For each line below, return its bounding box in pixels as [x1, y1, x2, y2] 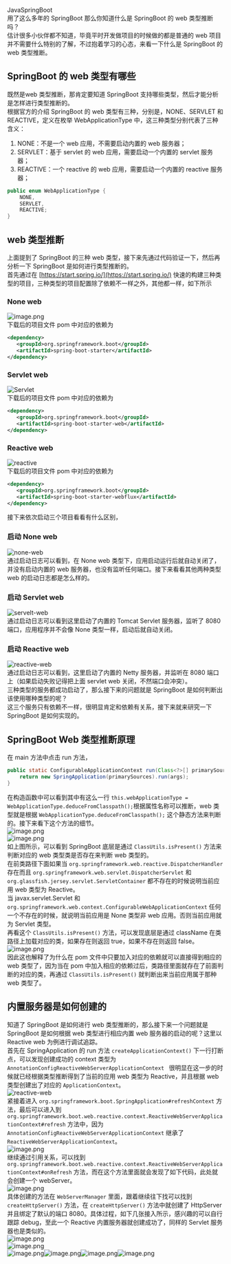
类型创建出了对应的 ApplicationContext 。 [7, 1081, 125, 1089]
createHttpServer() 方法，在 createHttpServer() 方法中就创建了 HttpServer [7, 1201, 222, 1209]
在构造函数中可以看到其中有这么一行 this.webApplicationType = [7, 793, 188, 801]
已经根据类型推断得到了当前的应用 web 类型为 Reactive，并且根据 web [19, 1072, 219, 1080]
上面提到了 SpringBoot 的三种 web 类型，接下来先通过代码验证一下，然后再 [7, 253, 221, 261]
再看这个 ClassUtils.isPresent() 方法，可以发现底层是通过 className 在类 [7, 928, 222, 936]
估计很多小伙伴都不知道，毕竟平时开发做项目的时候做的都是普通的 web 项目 [7, 31, 221, 39]
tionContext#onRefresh [7, 1169, 72, 1176]
